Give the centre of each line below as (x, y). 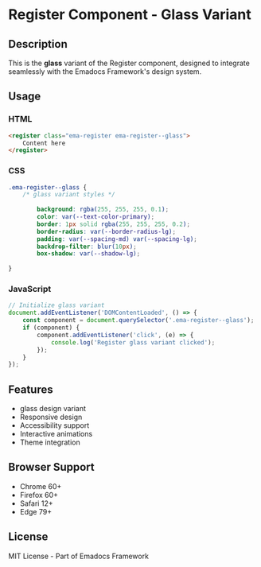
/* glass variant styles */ (69, 195)
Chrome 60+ (41, 486)
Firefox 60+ (39, 495)
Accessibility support (55, 425)
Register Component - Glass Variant (130, 15)
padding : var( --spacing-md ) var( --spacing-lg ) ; (117, 239)
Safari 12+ (36, 503)
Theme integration (50, 442)
